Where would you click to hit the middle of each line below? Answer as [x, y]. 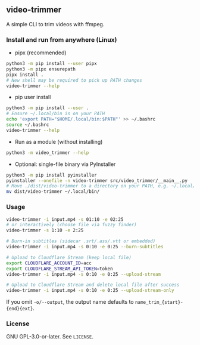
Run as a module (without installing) [59, 141]
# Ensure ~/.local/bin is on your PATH [56, 114]
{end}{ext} [20, 309]
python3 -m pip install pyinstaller [51, 175]
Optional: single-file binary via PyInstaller [65, 164]
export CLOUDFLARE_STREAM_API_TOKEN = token [60, 269]
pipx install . [25, 75]
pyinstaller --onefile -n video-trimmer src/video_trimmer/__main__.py [97, 181]
